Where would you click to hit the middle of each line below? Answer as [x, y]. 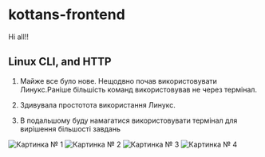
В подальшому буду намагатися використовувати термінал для [129, 120]
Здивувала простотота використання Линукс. [97, 104]
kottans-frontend [67, 15]
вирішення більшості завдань [70, 128]
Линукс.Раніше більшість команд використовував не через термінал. [138, 89]
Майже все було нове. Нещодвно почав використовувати [119, 80]
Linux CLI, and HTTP [60, 62]
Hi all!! [19, 37]
